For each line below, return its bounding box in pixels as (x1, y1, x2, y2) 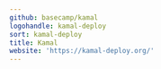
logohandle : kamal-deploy (9, 22, 106, 30)
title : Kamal (9, 38, 58, 47)
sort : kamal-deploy (9, 30, 83, 39)
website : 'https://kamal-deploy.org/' (9, 47, 155, 56)
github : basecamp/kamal (9, 13, 99, 22)
